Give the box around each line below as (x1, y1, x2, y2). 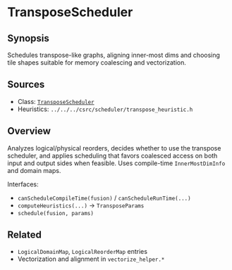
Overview (7, 125, 51, 137)
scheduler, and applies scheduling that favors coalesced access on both (7, 151, 218, 160)
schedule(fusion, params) (17, 210, 94, 217)
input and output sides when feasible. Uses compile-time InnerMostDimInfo (7, 159, 226, 167)
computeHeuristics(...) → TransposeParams (17, 201, 145, 210)
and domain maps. (7, 166, 61, 174)
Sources (7, 79, 45, 91)
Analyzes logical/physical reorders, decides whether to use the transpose (7, 143, 221, 152)
